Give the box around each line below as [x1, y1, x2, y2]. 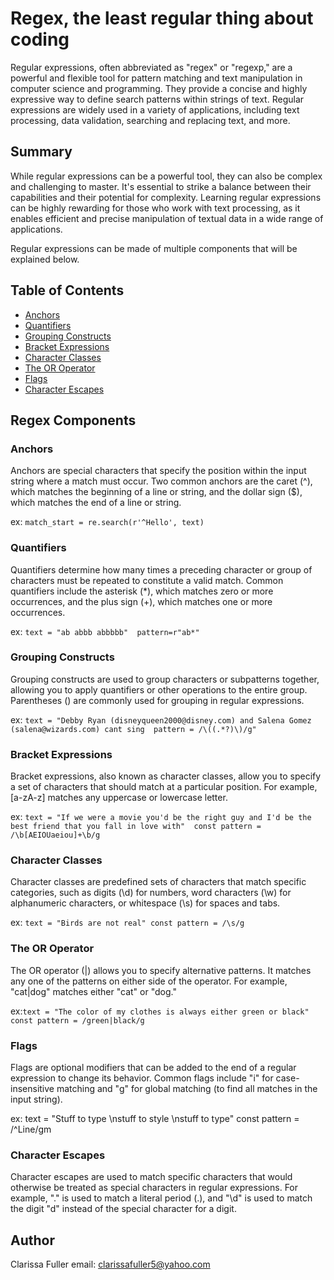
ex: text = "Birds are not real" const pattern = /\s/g [10, 917, 245, 929]
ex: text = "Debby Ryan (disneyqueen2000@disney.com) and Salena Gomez [10, 713, 312, 726]
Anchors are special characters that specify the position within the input [10, 465, 307, 477]
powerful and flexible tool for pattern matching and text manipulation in [10, 72, 303, 84]
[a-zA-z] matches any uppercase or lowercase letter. [10, 792, 228, 804]
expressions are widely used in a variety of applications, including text [10, 103, 300, 116]
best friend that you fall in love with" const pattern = [10, 822, 262, 832]
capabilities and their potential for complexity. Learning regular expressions [10, 191, 322, 203]
